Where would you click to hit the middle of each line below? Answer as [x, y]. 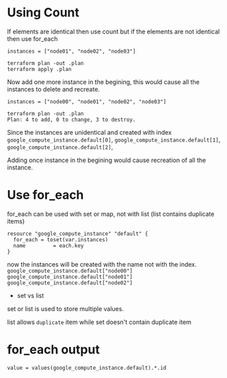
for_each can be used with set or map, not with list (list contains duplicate [111, 214]
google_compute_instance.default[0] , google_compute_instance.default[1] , [114, 139]
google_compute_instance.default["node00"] [70, 271]
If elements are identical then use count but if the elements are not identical [113, 31]
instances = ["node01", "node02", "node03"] [71, 51]
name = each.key [49, 245]
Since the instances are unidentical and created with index [90, 132]
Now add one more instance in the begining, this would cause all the [103, 82]
